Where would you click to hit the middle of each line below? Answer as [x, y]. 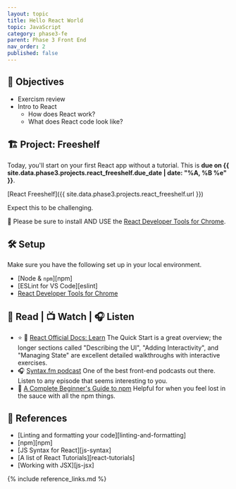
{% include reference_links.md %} [57, 478]
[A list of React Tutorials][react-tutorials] [76, 457]
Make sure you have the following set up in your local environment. [105, 265]
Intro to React [37, 106]
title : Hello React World [45, 20]
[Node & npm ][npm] [45, 278]
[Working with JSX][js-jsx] [56, 465]
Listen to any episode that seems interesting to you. [92, 381]
